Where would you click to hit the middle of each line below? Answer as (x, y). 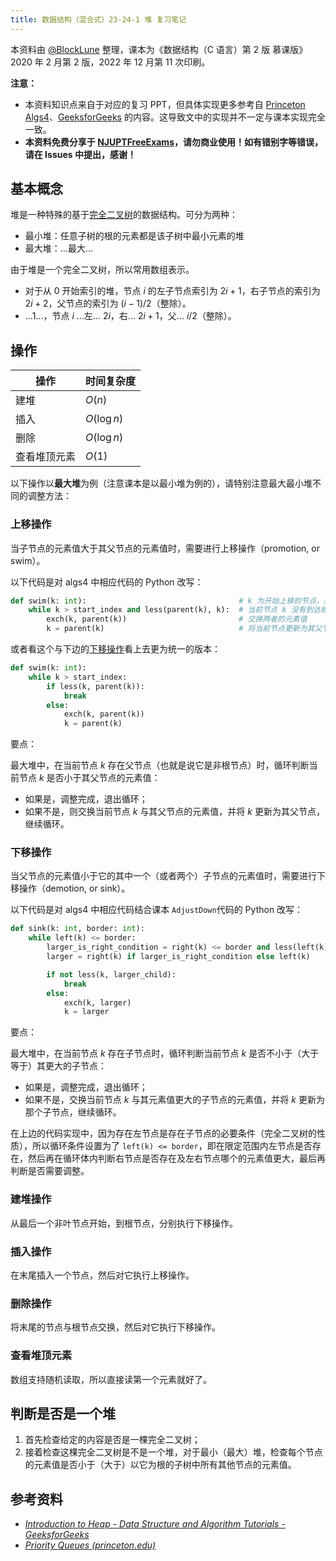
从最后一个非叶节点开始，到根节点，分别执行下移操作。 (124, 1223)
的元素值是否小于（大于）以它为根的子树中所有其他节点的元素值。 (160, 1465)
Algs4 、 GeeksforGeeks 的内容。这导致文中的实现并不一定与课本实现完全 (175, 117)
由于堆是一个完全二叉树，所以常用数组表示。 (102, 270)
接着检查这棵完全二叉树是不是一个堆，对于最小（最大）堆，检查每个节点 (173, 1452)
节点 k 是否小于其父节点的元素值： (89, 778)
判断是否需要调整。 (50, 1171)
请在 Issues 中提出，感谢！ (80, 154)
